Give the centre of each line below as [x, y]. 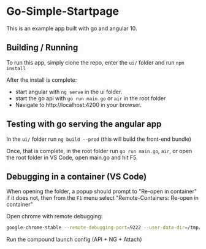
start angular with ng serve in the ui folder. [69, 92]
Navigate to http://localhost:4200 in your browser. [78, 105]
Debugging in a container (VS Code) [77, 176]
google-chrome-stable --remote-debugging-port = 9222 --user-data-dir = [97, 228]
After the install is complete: [42, 80]
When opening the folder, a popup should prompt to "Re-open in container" [102, 191]
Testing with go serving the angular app [84, 124]
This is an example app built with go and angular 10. [72, 28]
